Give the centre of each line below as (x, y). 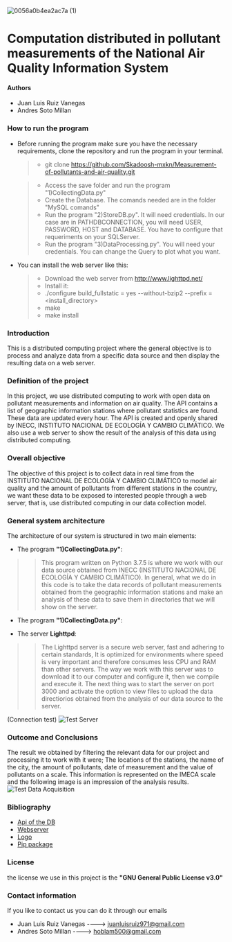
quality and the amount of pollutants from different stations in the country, (112, 488)
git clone (57, 164)
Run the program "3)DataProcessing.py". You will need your (130, 244)
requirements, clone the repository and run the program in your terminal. (120, 151)
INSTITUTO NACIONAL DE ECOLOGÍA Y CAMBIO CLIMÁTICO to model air (112, 480)
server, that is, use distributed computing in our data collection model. (107, 503)
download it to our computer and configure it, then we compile (130, 677)
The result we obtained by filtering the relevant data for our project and (108, 753)
